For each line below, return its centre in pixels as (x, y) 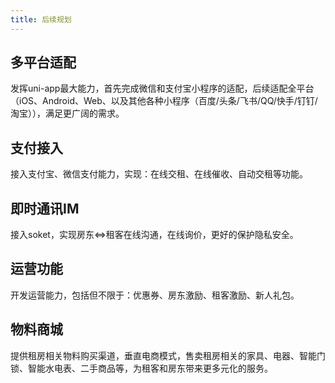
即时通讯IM (45, 208)
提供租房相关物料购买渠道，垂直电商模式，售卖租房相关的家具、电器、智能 (163, 355)
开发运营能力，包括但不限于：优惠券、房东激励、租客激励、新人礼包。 (155, 295)
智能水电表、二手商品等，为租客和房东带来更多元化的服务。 (150, 368)
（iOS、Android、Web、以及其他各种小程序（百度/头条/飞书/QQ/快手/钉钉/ (164, 101)
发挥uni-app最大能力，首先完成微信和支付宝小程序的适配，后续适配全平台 (162, 88)
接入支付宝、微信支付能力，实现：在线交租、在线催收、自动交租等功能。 (159, 174)
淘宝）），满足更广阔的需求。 (67, 113)
